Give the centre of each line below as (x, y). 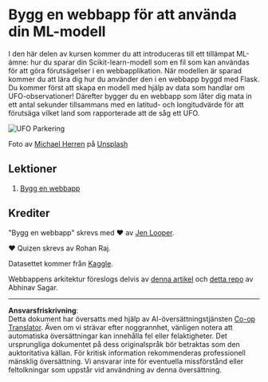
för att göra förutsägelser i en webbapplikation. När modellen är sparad (125, 70)
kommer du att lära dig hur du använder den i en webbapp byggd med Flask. (134, 79)
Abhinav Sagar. (33, 287)
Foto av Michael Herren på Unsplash (68, 144)
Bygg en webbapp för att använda (122, 15)
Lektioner (33, 169)
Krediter (29, 213)
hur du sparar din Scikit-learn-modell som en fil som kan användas (140, 62)
